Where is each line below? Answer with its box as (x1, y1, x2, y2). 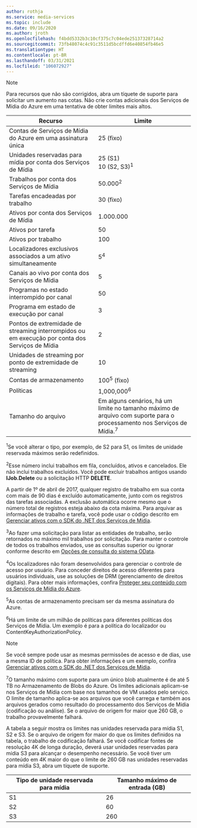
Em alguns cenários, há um (98, 397, 173, 405)
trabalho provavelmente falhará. (6, 713, 83, 720)
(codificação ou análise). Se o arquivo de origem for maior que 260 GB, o (6, 707, 183, 714)
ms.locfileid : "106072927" (6, 63, 72, 69)
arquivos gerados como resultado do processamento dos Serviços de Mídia (6, 701, 189, 708)
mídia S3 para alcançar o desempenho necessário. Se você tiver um (6, 749, 171, 756)
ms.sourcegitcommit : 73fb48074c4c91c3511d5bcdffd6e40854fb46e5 (6, 42, 164, 47)
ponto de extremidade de (9, 358, 79, 367)
